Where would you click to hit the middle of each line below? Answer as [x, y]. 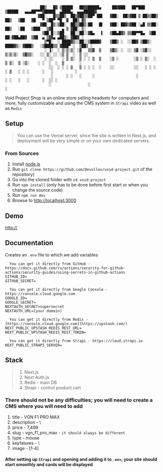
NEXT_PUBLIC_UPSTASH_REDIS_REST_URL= [43, 328]
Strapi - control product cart [53, 387]
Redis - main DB [41, 382]
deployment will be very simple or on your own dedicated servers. [83, 141]
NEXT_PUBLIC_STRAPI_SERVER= [34, 345]
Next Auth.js [37, 377]
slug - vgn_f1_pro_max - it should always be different [69, 432]
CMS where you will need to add [44, 406]
